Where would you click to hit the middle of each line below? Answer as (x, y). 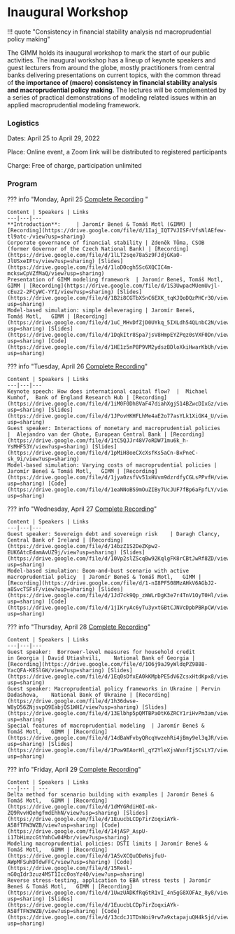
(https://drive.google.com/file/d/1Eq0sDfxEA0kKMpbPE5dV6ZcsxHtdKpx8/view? (120, 676)
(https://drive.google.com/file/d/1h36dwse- (73, 701)
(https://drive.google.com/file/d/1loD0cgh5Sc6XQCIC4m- (90, 267)
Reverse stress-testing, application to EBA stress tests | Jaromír (109, 880)
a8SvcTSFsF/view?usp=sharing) (51, 589)
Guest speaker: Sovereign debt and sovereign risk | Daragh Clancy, (114, 534)
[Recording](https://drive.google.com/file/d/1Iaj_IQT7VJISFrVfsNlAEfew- (117, 230)
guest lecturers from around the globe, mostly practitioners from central (111, 67)
